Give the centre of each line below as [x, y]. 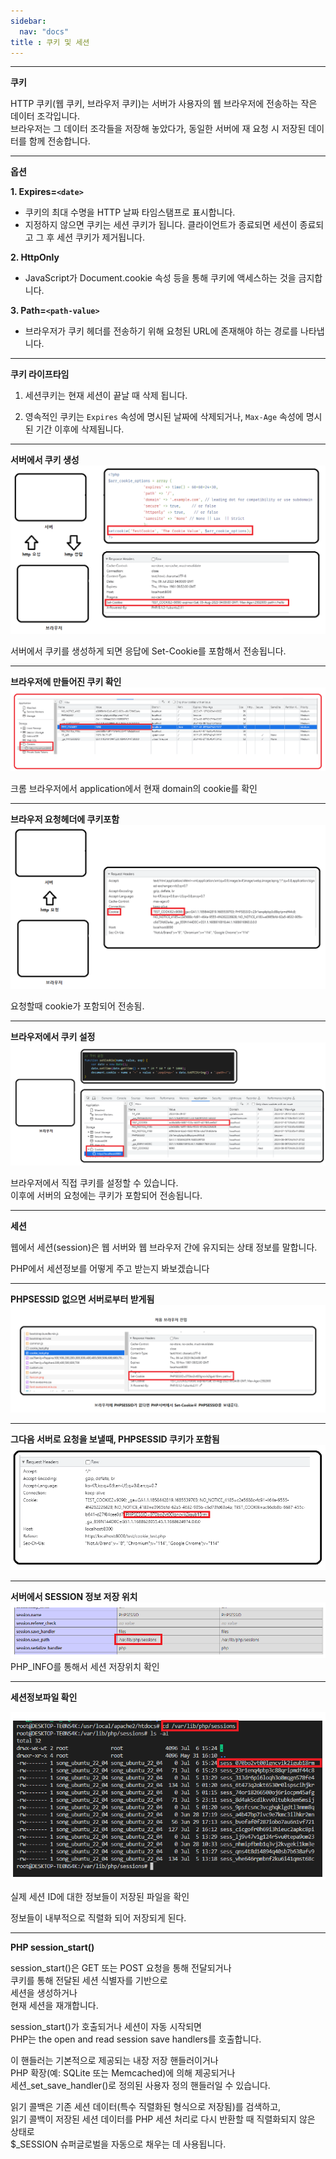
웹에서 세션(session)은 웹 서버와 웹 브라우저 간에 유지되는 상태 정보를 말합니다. [164, 1247]
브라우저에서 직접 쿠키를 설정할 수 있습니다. [94, 1183]
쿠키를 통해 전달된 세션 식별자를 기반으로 [89, 1980]
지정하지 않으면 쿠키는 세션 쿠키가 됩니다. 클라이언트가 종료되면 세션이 [161, 225]
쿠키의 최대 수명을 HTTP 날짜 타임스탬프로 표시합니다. [130, 212]
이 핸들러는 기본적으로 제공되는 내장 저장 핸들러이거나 [114, 2060]
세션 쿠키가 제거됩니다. [100, 237]
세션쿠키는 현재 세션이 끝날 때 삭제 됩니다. [106, 396]
